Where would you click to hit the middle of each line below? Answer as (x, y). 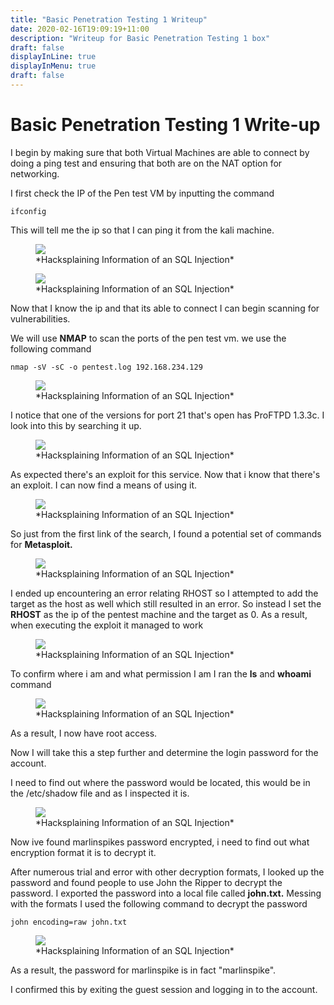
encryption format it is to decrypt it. (83, 852)
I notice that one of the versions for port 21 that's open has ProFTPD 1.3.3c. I (167, 415)
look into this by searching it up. (76, 425)
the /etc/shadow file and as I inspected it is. (100, 793)
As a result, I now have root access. (84, 733)
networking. (35, 173)
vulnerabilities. (40, 318)
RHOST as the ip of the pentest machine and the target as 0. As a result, (159, 614)
